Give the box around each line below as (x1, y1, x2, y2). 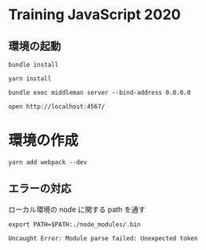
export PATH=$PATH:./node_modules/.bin (8, 221, 141, 229)
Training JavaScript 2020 (8, 6, 181, 24)
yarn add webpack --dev (8, 158, 88, 166)
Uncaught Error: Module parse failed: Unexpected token (8, 234, 198, 242)
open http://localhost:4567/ (8, 103, 105, 111)
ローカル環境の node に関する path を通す (8, 205, 146, 214)
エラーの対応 (8, 182, 72, 196)
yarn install (8, 75, 52, 83)
